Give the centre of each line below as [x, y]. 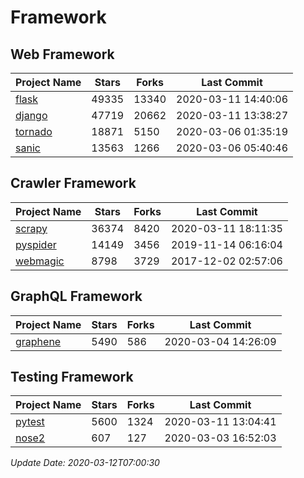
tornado [34, 131]
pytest [30, 422]
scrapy [31, 228]
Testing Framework [72, 377]
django [31, 115]
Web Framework [62, 54]
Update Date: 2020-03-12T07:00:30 [85, 463]
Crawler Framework [73, 183]
